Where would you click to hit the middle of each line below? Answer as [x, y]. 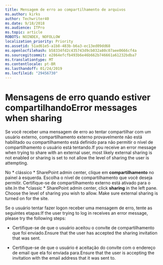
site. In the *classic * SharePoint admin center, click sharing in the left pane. [81, 188]
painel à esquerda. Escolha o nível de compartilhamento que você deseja [79, 177]
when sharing [34, 118]
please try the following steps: [35, 218]
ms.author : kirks [23, 14]
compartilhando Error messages [71, 108]
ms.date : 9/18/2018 [25, 23]
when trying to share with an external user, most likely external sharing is [79, 153]
